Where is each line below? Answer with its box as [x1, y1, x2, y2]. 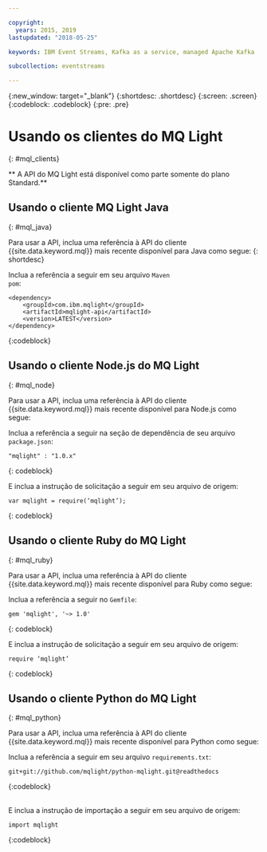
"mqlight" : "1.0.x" [8, 452, 77, 460]
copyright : [8, 18, 45, 26]
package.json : [8, 436, 53, 446]
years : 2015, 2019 [15, 26, 77, 34]
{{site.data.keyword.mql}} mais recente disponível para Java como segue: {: [8, 246, 259, 255]
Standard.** [8, 178, 48, 187]
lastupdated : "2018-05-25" [8, 34, 98, 41]
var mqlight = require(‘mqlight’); [8, 496, 127, 505]
